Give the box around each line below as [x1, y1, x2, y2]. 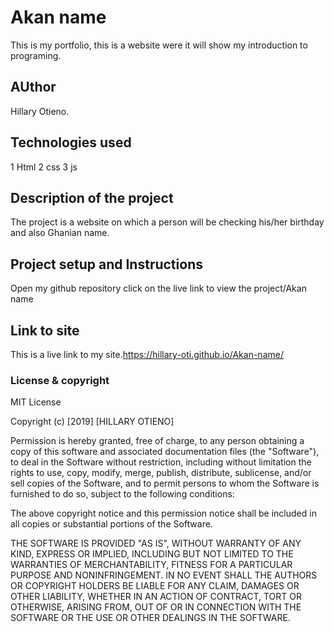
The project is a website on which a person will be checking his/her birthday [10, 216, 325, 228]
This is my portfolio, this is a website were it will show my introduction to [10, 39, 308, 51]
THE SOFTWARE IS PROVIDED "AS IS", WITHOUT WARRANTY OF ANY [10, 537, 302, 550]
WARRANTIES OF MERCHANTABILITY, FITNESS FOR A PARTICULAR [10, 559, 293, 571]
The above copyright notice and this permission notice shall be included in [10, 507, 317, 520]
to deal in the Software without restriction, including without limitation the [10, 456, 312, 468]
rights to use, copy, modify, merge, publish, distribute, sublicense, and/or [10, 467, 312, 479]
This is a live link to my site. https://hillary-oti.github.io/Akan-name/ [10, 349, 284, 360]
